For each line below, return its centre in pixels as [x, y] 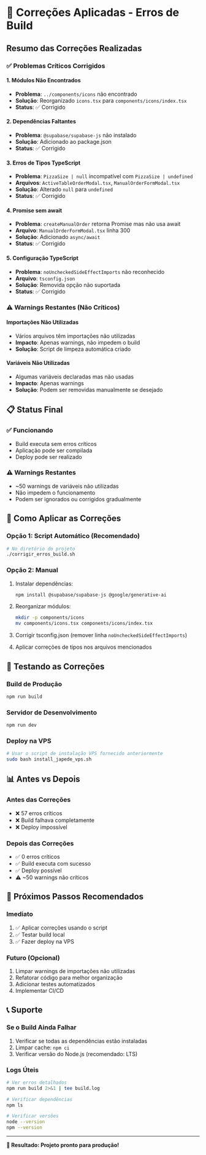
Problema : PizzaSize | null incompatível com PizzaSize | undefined [104, 176]
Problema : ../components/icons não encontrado [76, 94]
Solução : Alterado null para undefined [64, 189]
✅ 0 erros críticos [37, 856]
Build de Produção [34, 684]
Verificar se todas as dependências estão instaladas [81, 1041]
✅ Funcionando [30, 431]
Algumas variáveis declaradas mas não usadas [74, 377]
